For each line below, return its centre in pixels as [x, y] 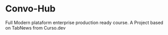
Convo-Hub [31, 9]
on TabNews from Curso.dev [36, 27]
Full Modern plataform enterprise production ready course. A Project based [85, 22]
